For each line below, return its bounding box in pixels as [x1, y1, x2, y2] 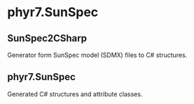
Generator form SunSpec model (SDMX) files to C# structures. [7, 51, 188, 59]
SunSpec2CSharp [7, 32, 88, 44]
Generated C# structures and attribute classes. [7, 89, 143, 98]
